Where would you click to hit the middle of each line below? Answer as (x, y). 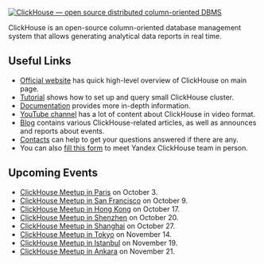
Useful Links (40, 61)
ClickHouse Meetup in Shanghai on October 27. (97, 226)
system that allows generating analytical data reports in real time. (115, 36)
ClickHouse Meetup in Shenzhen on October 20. (99, 217)
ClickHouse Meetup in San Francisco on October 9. (104, 200)
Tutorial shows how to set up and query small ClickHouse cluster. (127, 97)
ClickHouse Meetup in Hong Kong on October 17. (100, 209)
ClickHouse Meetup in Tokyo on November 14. (96, 234)
